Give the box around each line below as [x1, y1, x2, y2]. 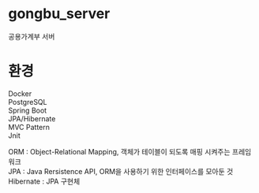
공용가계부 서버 [8, 32, 55, 41]
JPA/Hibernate [8, 113, 56, 123]
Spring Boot [8, 106, 47, 115]
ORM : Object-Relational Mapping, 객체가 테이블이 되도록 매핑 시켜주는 [8, 147, 231, 156]
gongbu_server [8, 5, 111, 23]
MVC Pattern [8, 122, 50, 132]
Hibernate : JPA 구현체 [8, 176, 81, 186]
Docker [8, 88, 32, 98]
